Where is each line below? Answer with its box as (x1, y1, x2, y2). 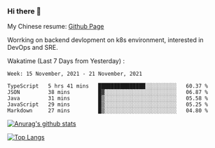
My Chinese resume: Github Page (7, 22, 104, 31)
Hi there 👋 (7, 6, 42, 16)
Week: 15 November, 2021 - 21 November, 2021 (7, 70, 142, 78)
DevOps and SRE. (7, 43, 58, 52)
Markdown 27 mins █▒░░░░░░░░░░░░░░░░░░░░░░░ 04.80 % (7, 107, 209, 114)
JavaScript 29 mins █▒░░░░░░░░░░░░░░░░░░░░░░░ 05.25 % (7, 101, 209, 108)
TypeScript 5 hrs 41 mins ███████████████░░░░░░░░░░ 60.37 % (7, 83, 209, 90)
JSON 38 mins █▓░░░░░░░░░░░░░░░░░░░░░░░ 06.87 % (7, 89, 209, 96)
